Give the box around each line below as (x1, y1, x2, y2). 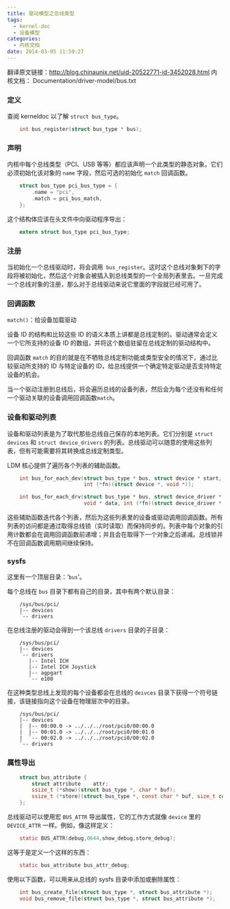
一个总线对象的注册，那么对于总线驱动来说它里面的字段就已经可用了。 (7, 280, 205, 289)
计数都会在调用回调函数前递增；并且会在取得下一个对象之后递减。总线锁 (12, 531, 217, 539)
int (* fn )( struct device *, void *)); (83, 481, 194, 488)
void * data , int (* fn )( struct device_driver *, (83, 500, 225, 507)
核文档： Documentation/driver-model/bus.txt (7, 76, 137, 84)
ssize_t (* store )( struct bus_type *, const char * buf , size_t (31, 793, 216, 800)
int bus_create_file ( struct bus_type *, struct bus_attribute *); (19, 888, 213, 895)
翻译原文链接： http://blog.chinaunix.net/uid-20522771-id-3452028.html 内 (7, 68, 218, 76)
